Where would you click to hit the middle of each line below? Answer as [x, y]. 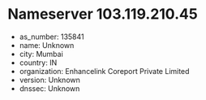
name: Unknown [47, 45]
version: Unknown [49, 80]
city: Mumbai [41, 54]
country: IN [38, 63]
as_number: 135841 [51, 37]
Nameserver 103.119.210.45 [103, 14]
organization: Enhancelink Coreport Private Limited [104, 71]
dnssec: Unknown [49, 88]
